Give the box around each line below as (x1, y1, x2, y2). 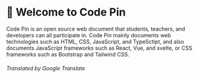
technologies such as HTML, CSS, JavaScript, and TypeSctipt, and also (6, 38, 185, 45)
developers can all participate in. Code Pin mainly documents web (6, 31, 171, 38)
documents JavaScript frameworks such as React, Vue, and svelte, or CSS (6, 44, 193, 52)
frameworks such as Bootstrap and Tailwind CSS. (6, 50, 130, 58)
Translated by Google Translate (6, 64, 85, 71)
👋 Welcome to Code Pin (6, 5, 126, 19)
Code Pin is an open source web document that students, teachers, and (6, 25, 186, 32)
